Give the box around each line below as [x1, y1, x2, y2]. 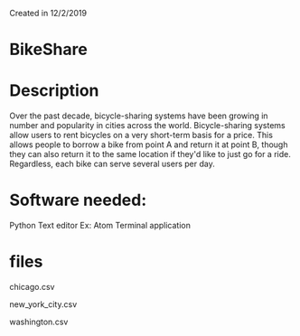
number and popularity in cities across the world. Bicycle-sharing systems [9, 120, 286, 131]
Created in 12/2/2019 [9, 8, 88, 18]
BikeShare [9, 40, 88, 60]
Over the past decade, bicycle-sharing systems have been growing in [9, 110, 268, 121]
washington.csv [9, 316, 69, 327]
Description [9, 80, 99, 101]
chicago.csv [9, 282, 55, 292]
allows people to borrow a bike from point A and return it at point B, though [9, 139, 288, 150]
